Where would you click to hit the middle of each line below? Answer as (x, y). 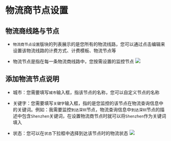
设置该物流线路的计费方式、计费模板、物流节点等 (64, 51)
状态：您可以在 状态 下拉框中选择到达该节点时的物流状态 (70, 133)
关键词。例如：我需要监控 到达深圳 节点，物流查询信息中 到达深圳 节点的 (89, 109)
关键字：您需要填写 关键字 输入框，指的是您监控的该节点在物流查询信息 (86, 103)
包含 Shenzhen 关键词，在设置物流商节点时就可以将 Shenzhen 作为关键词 (94, 116)
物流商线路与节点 (32, 31)
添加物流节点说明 (32, 79)
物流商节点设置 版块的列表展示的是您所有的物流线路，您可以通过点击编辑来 (89, 44)
